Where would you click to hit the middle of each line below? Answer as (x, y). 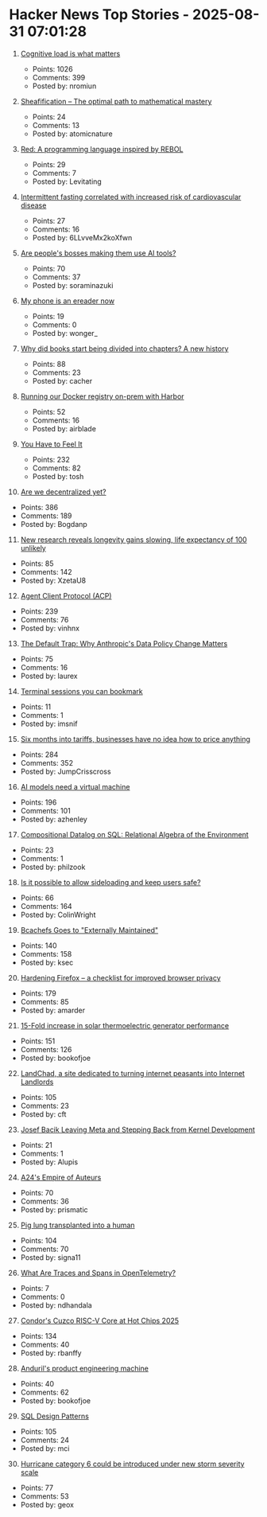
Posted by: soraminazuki (73, 285)
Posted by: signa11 (51, 1257)
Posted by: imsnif (49, 723)
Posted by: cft (43, 1114)
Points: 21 (36, 1145)
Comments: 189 (46, 516)
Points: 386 (39, 507)
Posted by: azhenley (54, 819)
